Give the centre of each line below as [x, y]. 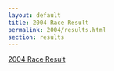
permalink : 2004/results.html [57, 30]
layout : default [34, 15]
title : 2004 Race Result [48, 23]
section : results [36, 37]
